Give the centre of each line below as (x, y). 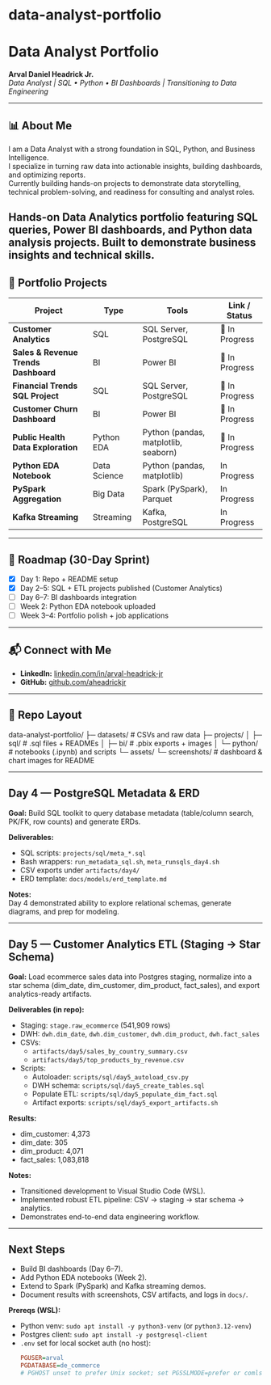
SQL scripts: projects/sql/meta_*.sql (83, 853)
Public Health (39, 437)
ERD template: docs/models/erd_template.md (93, 878)
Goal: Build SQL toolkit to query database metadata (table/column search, (131, 813)
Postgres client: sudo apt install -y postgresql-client (114, 1335)
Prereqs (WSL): (35, 1311)
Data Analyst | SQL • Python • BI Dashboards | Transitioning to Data (123, 83)
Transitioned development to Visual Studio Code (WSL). (113, 1191)
